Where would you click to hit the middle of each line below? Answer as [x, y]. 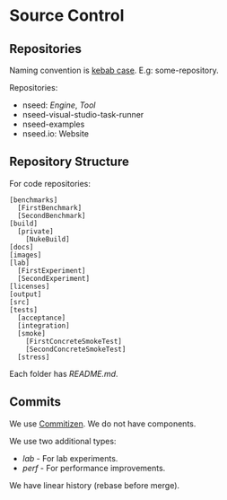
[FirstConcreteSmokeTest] [74, 341]
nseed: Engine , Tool [59, 105]
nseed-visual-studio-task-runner [83, 114]
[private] [35, 231]
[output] [26, 294]
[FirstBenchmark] [50, 207]
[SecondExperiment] [54, 278]
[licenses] [30, 286]
